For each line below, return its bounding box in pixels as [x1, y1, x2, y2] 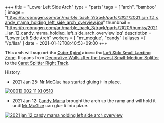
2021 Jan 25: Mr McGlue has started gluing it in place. [12, 79, 121, 85]
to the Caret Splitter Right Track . [5, 60, 70, 66]
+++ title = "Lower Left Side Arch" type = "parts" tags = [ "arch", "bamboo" [5, 4, 157, 10]
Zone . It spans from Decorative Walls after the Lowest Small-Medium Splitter [5, 55, 160, 60]
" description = [122, 30, 152, 35]
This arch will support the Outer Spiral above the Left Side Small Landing [5, 50, 151, 55]
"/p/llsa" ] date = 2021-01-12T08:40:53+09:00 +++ [5, 40, 108, 46]
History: [5, 70, 21, 75]
